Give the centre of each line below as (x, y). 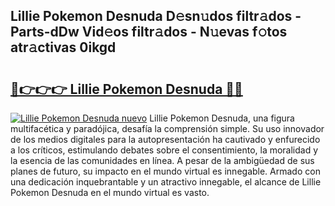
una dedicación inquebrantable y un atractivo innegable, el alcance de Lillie (166, 182)
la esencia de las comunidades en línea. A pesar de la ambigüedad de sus (162, 160)
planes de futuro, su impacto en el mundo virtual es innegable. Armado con (165, 171)
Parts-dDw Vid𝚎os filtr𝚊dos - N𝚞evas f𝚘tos (149, 32)
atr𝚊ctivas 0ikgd (63, 47)
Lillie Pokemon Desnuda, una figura (222, 118)
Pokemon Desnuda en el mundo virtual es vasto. (110, 192)
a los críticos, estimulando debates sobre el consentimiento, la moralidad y (164, 150)
